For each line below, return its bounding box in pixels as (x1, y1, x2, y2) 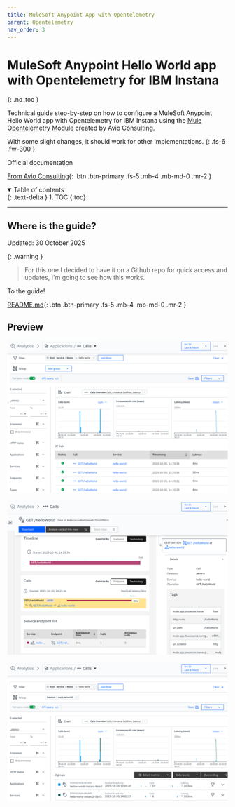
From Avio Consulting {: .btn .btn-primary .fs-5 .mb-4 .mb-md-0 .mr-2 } (7, 172, 212, 180)
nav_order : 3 (7, 26, 45, 33)
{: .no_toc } (7, 95, 39, 104)
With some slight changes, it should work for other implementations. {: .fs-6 (7, 138, 226, 146)
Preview (7, 321, 44, 333)
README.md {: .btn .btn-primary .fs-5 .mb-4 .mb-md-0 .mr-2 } (7, 300, 187, 309)
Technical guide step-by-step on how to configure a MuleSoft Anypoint (7, 109, 212, 117)
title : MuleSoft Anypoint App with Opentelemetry (7, 11, 155, 18)
